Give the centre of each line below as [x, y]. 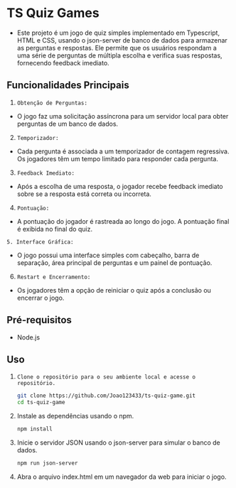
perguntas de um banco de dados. [68, 124]
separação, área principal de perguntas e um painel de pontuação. [114, 262]
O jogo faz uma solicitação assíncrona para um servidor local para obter [123, 116]
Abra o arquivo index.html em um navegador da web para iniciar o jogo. [122, 477]
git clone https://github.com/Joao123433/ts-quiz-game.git [106, 396]
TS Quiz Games [53, 13]
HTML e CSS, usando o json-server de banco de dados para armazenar [122, 40]
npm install [34, 429]
